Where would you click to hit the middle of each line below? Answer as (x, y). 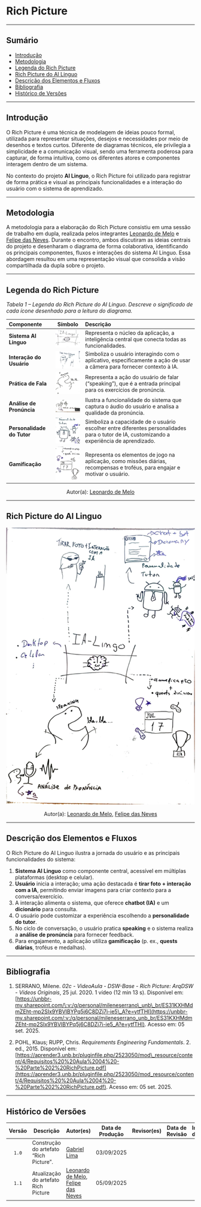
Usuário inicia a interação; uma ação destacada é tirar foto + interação (103, 884)
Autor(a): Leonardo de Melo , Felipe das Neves (100, 813)
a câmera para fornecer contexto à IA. (132, 367)
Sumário (22, 40)
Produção (111, 1134)
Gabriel (75, 1149)
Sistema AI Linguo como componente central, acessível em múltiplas (100, 870)
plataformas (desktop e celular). (54, 877)
